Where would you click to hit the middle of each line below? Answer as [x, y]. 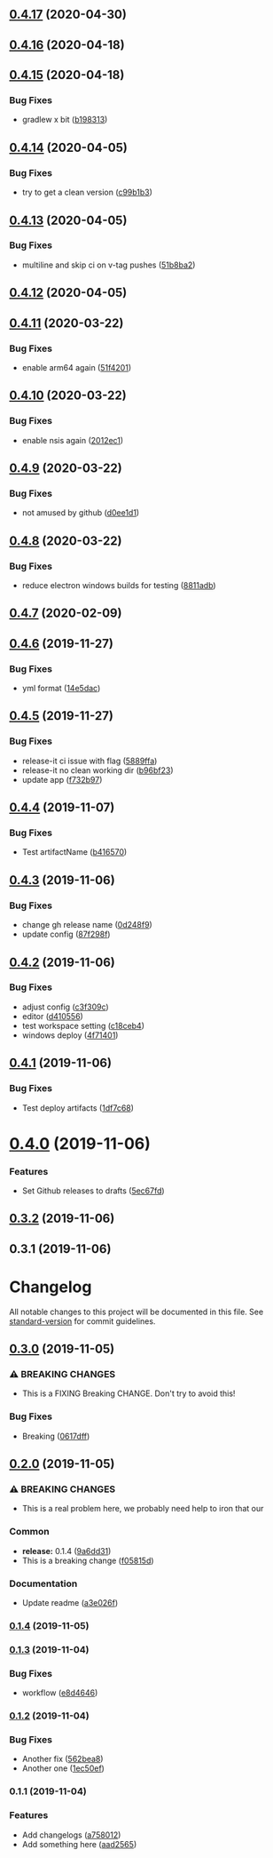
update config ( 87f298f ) [66, 934]
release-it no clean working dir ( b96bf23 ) [98, 770]
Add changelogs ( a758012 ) [71, 1835]
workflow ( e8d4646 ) [60, 1693]
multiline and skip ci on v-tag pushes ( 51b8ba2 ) [109, 265]
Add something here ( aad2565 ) [79, 1844]
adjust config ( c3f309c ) [65, 1007]
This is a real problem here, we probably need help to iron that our [143, 1509]
